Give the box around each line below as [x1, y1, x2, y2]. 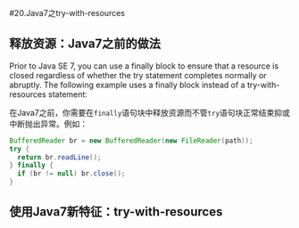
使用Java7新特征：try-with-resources [9, 204, 223, 220]
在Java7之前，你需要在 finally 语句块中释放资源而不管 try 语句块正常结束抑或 [9, 107, 290, 118]
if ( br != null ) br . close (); [17, 169, 126, 178]
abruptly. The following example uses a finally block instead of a [9, 79, 245, 90]
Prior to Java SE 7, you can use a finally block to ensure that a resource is [9, 61, 279, 71]
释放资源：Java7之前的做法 [9, 37, 161, 52]
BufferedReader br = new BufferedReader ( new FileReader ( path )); [9, 136, 253, 145]
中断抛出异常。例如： [9, 118, 87, 129]
